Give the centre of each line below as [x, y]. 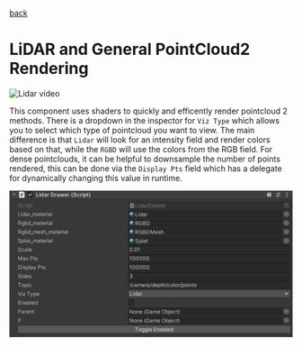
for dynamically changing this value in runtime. [96, 178]
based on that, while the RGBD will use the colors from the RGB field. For [141, 149]
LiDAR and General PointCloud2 [130, 50]
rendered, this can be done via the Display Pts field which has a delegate [146, 168]
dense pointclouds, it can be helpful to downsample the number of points [145, 159]
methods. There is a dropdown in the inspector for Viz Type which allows [145, 120]
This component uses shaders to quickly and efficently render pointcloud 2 [148, 111]
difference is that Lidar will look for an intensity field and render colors [140, 140]
